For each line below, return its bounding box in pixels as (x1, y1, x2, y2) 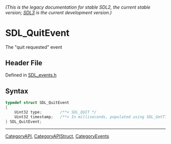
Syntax (5, 87, 28, 95)
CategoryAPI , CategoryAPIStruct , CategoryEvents (5, 133, 109, 139)
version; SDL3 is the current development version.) (5, 9, 112, 15)
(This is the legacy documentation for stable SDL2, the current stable (5, 4, 151, 10)
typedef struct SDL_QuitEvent (5, 100, 70, 105)
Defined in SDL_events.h (5, 72, 57, 78)
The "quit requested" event (5, 44, 63, 50)
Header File (5, 58, 43, 67)
